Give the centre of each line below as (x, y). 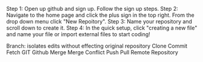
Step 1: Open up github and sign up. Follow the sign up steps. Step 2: (92, 9)
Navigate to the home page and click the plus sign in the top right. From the (101, 15)
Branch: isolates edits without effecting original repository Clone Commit (97, 46)
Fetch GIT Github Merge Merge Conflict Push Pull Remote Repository (92, 52)
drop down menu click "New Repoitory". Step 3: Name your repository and (99, 21)
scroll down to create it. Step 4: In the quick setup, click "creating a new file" (102, 28)
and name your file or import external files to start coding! (78, 34)
